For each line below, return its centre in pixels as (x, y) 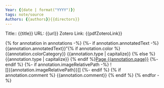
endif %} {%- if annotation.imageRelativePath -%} (57, 65)
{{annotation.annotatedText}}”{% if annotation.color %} (63, 49)
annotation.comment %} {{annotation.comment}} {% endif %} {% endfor (81, 75)
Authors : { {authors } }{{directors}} (43, 19)
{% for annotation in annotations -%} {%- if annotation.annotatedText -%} (82, 43)
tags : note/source (24, 15)
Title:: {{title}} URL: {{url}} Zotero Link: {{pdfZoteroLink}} (64, 34)
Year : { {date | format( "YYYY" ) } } (40, 10)
